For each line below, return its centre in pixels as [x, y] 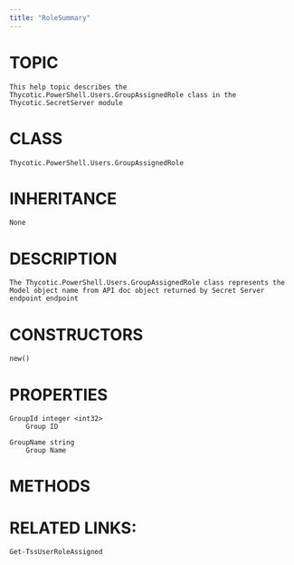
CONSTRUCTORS [76, 334]
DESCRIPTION [63, 258]
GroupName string [42, 443]
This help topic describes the [68, 87]
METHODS [50, 487]
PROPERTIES [59, 395]
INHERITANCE [63, 198]
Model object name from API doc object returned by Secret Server [137, 291]
